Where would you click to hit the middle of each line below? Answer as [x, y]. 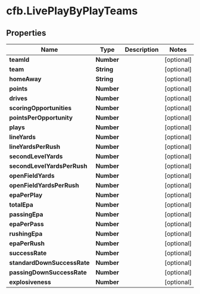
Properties [26, 33]
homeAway [25, 79]
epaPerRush [27, 243]
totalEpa [21, 205]
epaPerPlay [26, 195]
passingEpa [26, 214]
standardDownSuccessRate [50, 263]
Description [142, 50]
